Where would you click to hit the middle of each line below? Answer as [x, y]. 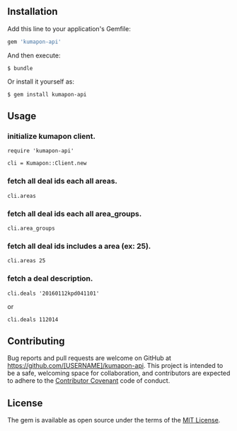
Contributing [36, 341]
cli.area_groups [31, 228]
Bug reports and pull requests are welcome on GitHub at [89, 358]
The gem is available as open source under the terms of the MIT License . [114, 420]
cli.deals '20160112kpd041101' [53, 293]
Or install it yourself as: [41, 82]
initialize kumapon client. [51, 136]
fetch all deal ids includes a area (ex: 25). [79, 246]
